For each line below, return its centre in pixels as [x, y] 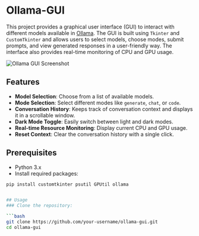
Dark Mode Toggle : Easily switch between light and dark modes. [94, 122]
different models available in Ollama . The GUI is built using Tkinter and [93, 33]
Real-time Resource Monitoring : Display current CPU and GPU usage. [101, 127]
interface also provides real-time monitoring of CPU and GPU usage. [90, 52]
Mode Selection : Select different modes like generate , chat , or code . [98, 103]
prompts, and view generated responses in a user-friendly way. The [89, 46]
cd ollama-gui [24, 227]
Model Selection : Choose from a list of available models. [84, 96]
